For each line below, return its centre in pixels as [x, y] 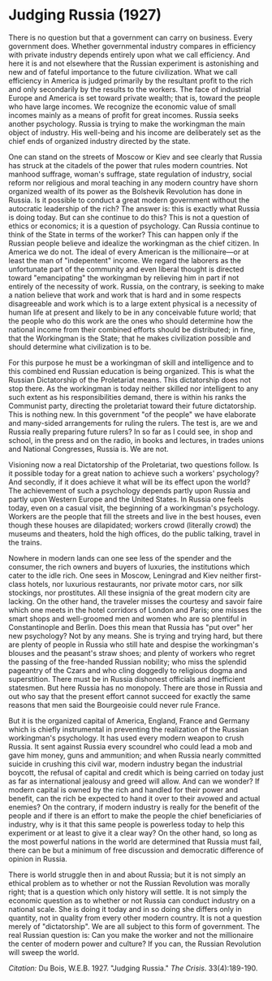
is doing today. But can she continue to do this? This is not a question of [129, 217]
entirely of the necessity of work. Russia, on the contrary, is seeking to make [136, 286]
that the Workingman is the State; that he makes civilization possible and [130, 338]
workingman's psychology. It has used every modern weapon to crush [126, 738]
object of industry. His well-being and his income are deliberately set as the [135, 132]
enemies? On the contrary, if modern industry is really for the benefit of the [134, 807]
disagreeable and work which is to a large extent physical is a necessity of [133, 303]
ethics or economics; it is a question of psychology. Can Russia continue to [134, 226]
